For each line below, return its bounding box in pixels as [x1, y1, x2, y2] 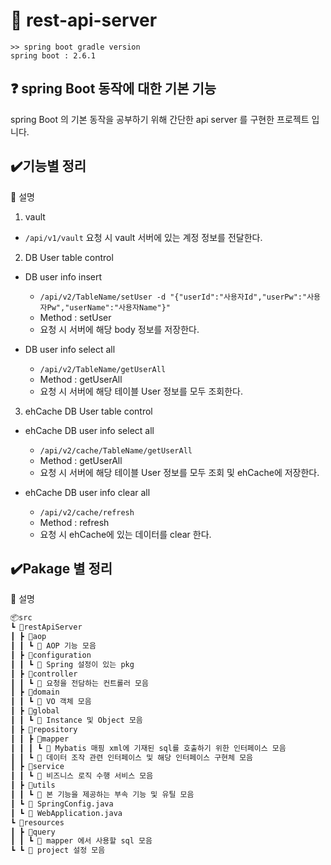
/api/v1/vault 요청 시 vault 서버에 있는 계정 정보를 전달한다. [24, 231, 263, 243]
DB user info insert [24, 270, 103, 283]
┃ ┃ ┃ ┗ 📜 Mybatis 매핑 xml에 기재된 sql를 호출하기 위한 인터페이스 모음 [10, 743, 287, 753]
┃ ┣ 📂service [10, 762, 65, 772]
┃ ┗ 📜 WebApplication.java [10, 808, 123, 818]
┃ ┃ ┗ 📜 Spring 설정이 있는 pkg [10, 659, 135, 669]
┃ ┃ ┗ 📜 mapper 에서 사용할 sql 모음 [10, 836, 153, 846]
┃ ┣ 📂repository [10, 724, 78, 734]
